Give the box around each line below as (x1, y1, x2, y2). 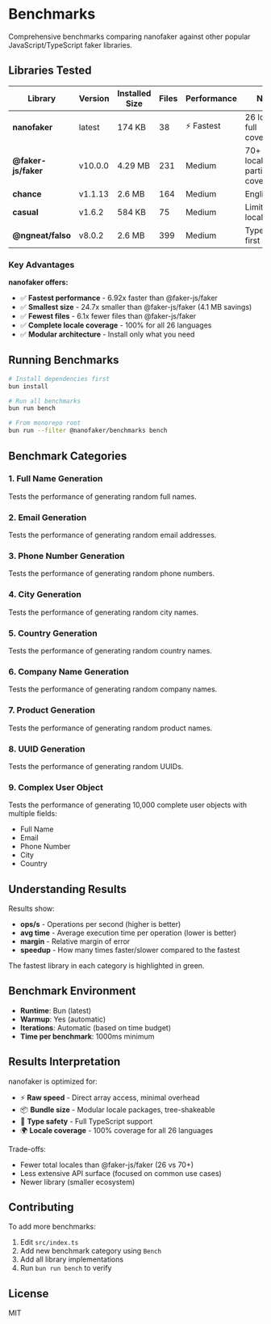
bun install (8, 382, 48, 391)
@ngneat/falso (12, 230, 71, 241)
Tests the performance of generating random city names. (8, 607, 199, 617)
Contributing (8, 1200, 74, 1214)
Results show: (8, 903, 55, 913)
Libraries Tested (8, 64, 92, 78)
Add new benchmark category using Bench (19, 1246, 162, 1256)
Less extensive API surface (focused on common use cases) (19, 1168, 222, 1178)
